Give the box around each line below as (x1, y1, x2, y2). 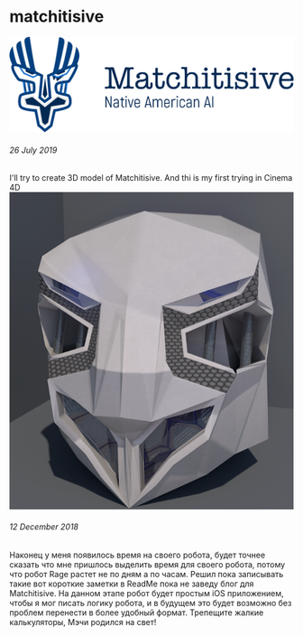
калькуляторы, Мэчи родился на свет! (9, 616, 157, 627)
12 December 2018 (9, 521, 79, 532)
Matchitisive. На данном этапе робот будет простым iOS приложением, (9, 587, 284, 598)
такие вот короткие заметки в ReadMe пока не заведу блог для (9, 578, 254, 589)
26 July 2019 (9, 145, 58, 155)
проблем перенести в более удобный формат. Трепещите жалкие (9, 607, 264, 618)
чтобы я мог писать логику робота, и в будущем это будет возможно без (9, 597, 292, 608)
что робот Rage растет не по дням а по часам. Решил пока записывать (9, 568, 284, 579)
